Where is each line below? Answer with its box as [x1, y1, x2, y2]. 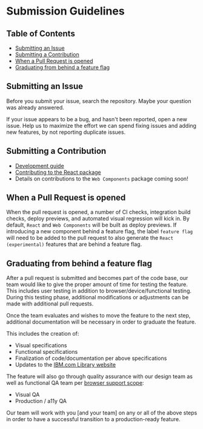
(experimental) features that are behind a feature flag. [6, 241, 142, 248]
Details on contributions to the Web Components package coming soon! [15, 175, 189, 182]
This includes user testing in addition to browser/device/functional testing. [6, 287, 192, 294]
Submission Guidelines [6, 4, 125, 18]
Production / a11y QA [15, 397, 67, 405]
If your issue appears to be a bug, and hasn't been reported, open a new [6, 115, 188, 122]
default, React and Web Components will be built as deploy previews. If [6, 221, 177, 228]
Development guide [15, 162, 65, 169]
